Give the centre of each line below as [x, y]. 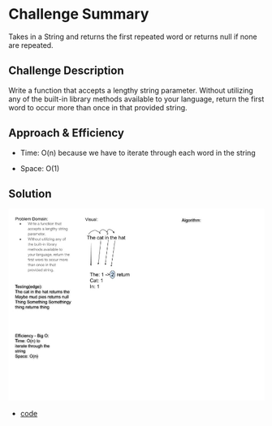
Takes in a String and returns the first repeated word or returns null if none [133, 37]
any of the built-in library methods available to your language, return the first [136, 99]
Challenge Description [66, 71]
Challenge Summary [79, 14]
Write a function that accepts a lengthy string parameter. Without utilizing [131, 90]
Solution [30, 194]
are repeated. [31, 45]
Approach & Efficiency [66, 133]
